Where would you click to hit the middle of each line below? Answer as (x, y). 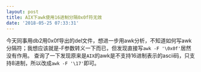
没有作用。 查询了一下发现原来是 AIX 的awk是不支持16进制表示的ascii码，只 (98, 56)
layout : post (22, 12)
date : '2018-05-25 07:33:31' (43, 23)
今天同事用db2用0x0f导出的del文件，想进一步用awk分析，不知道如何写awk (99, 41)
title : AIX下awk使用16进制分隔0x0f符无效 (54, 17)
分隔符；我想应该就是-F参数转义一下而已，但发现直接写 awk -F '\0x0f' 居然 (99, 48)
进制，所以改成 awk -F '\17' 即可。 (57, 63)
